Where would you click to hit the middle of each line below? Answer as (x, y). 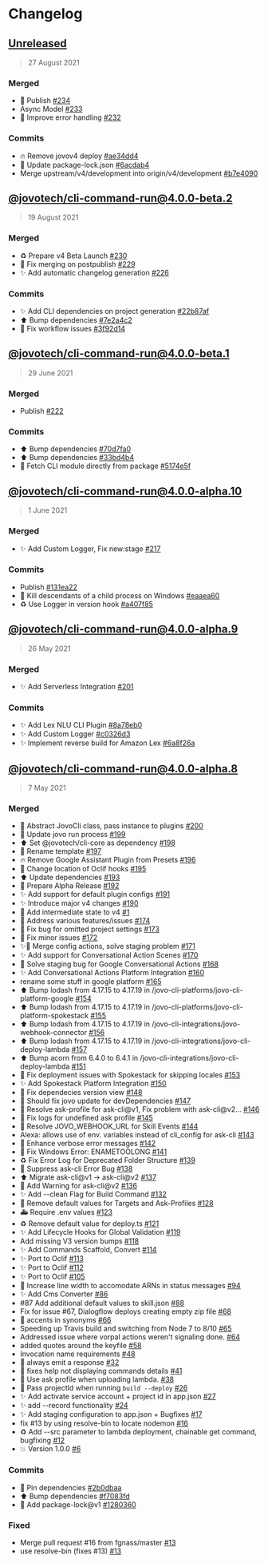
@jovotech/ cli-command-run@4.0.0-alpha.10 (125, 491)
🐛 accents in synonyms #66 (65, 1320)
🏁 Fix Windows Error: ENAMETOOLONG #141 (93, 1152)
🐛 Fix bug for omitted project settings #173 (89, 929)
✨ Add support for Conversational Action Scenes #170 (109, 955)
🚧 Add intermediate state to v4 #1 (75, 912)
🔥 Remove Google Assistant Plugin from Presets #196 (108, 860)
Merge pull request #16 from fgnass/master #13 (98, 1542)
